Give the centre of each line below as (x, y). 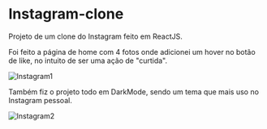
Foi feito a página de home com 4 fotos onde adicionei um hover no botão (132, 52)
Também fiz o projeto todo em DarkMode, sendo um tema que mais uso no (134, 92)
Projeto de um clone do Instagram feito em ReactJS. (95, 36)
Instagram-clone (66, 14)
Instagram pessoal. (41, 100)
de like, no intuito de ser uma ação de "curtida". (88, 60)
